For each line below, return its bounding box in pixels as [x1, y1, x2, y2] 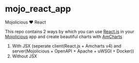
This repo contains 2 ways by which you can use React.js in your [5, 28, 135, 34]
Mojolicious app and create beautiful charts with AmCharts [5, 34, 123, 39]
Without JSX [12, 53, 37, 59]
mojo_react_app [5, 3, 71, 14]
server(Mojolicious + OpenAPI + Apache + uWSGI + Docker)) [12, 48, 135, 54]
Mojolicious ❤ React [5, 19, 46, 25]
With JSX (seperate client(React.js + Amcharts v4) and [12, 43, 122, 49]
